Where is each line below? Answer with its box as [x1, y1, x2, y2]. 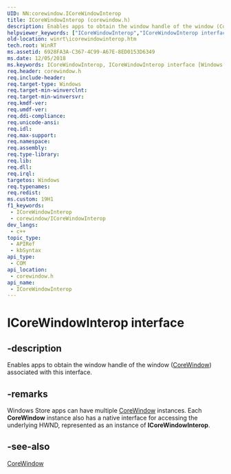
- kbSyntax [10, 247, 41, 254]
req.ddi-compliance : [7, 112, 67, 119]
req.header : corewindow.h [7, 68, 81, 74]
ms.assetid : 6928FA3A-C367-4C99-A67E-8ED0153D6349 [7, 49, 155, 56]
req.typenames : [7, 183, 51, 190]
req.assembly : [7, 145, 48, 152]
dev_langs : [7, 221, 38, 228]
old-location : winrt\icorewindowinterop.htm [7, 36, 137, 43]
